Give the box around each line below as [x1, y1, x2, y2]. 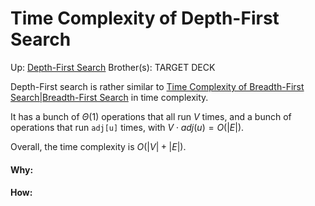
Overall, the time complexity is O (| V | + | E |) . [10, 140, 187, 152]
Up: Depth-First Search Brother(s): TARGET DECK [10, 61, 216, 73]
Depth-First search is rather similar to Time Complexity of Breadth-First [10, 80, 305, 92]
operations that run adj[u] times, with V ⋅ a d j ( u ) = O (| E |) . [10, 121, 245, 133]
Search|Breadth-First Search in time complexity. [10, 91, 209, 103]
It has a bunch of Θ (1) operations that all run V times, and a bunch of [10, 110, 292, 122]
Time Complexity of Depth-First [10, 7, 280, 30]
